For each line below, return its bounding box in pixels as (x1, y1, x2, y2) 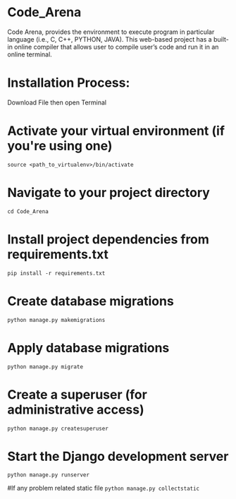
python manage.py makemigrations (7, 316, 106, 323)
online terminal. (7, 50, 53, 59)
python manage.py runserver (7, 471, 90, 479)
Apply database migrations (7, 339, 170, 356)
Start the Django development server (7, 448, 229, 464)
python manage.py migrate (7, 363, 83, 371)
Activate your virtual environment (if (7, 123, 225, 139)
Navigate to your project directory (7, 185, 210, 200)
